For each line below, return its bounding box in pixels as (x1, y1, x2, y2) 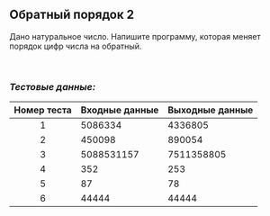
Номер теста (13, 103, 72, 116)
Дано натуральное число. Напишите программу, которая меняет (9, 31, 261, 41)
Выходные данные (167, 103, 254, 116)
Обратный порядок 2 (9, 7, 135, 22)
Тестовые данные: (9, 80, 96, 93)
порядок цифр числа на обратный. (9, 40, 142, 51)
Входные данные (80, 103, 159, 116)
